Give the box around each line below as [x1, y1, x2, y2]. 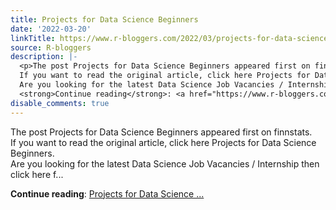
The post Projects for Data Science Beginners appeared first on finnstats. [10, 126, 313, 138]
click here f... [10, 168, 64, 180]
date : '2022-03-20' [10, 24, 92, 34]
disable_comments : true [10, 98, 110, 108]
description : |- [10, 52, 78, 62]
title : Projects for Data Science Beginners [10, 14, 199, 25]
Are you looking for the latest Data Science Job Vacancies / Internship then [10, 157, 320, 170]
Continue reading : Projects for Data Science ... [10, 187, 205, 200]
